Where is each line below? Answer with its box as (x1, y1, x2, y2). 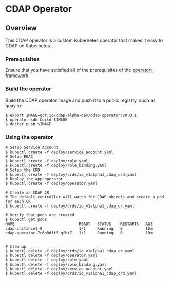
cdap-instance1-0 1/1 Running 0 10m (5, 226, 153, 231)
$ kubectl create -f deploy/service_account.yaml (5, 149, 114, 155)
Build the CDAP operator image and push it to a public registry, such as (5, 97, 156, 103)
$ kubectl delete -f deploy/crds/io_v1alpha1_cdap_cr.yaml (5, 248, 135, 253)
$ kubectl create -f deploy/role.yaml (5, 158, 88, 163)
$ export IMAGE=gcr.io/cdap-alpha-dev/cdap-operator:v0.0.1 (5, 113, 137, 118)
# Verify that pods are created (5, 212, 74, 217)
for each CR (5, 199, 31, 204)
